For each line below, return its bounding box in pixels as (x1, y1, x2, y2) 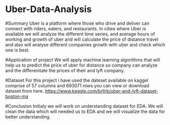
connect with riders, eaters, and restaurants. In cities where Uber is (5, 25, 146, 31)
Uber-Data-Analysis (5, 4, 92, 15)
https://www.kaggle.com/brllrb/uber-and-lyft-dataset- (45, 88, 158, 94)
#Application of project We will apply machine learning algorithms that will (5, 56, 160, 62)
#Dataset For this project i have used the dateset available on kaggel (5, 77, 149, 83)
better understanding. (5, 113, 51, 119)
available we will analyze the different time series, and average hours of (5, 31, 155, 37)
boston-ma (5, 93, 29, 99)
